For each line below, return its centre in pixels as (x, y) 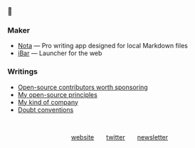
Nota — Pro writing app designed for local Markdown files (103, 46)
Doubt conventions (46, 110)
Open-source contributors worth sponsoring (83, 87)
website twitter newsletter (120, 137)
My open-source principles (57, 94)
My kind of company (48, 102)
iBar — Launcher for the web (60, 53)
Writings (22, 72)
